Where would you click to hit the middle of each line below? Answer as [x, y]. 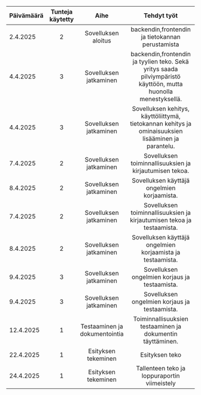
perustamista [161, 44]
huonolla [161, 91]
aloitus [102, 40]
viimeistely [161, 383]
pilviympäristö [161, 76]
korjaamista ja [161, 252]
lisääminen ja [161, 139]
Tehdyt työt [161, 16]
